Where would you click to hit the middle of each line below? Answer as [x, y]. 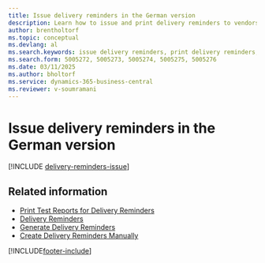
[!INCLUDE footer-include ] [50, 251]
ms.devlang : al [33, 45]
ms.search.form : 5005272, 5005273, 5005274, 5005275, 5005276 [112, 60]
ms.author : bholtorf [42, 74]
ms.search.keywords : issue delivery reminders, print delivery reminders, [134, 52]
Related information [58, 192]
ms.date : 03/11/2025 [42, 67]
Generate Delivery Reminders [67, 227]
